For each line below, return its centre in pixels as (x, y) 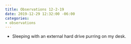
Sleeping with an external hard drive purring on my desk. (69, 36)
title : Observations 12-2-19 (35, 9)
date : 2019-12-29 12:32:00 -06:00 (40, 14)
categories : (17, 18)
